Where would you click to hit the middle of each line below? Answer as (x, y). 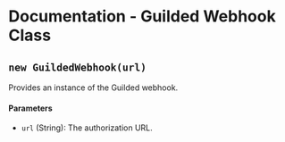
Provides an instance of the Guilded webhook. (93, 88)
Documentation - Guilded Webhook (142, 17)
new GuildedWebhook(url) (78, 67)
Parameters (30, 108)
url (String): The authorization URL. (87, 128)
